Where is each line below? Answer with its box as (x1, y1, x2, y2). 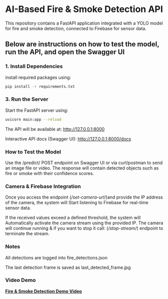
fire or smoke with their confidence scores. (5, 170, 94, 176)
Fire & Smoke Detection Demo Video (5, 288, 82, 294)
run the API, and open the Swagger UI (5, 48, 125, 56)
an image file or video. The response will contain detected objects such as (5, 165, 159, 171)
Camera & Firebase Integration (5, 183, 81, 190)
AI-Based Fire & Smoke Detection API (5, 4, 163, 15)
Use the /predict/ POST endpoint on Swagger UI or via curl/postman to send (5, 160, 163, 166)
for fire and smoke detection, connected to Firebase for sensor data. (5, 25, 147, 31)
